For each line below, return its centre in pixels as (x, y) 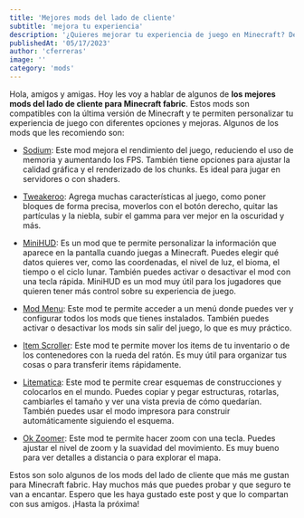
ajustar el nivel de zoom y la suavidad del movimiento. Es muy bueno (151, 447)
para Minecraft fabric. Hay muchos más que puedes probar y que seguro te (150, 484)
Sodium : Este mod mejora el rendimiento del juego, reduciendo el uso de (158, 149)
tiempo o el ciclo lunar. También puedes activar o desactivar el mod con (157, 272)
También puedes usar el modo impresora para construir (126, 411)
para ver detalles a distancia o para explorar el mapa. (122, 457)
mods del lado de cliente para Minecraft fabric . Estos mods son (130, 103)
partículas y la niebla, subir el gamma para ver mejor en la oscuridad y (153, 216)
